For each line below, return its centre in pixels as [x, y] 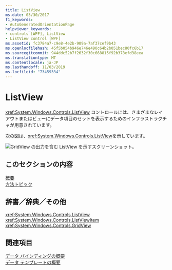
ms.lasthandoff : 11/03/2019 [35, 67]
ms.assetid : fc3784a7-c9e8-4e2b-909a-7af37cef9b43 [61, 44]
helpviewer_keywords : [28, 29]
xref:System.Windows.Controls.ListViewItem [52, 220]
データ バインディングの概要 [35, 256]
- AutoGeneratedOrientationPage [40, 24]
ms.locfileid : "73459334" [33, 72]
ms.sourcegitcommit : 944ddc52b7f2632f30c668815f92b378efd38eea [74, 53]
